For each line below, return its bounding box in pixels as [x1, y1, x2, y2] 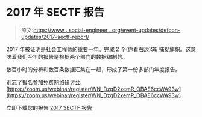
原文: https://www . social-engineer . [21, 26, 111, 34]
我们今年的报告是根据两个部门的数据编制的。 [16, 53, 128, 60]
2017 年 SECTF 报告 [6, 5, 104, 19]
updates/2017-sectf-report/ [21, 33, 89, 40]
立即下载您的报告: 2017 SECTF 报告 [6, 104, 92, 111]
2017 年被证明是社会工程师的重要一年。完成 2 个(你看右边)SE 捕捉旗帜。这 [6, 46, 191, 53]
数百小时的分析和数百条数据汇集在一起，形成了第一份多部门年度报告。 [6, 65, 181, 73]
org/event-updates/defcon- [112, 26, 181, 34]
